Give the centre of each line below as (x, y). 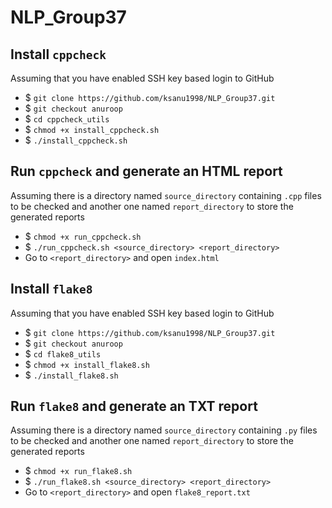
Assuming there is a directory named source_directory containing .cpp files (166, 195)
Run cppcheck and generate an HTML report (146, 171)
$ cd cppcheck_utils (67, 119)
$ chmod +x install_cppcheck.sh (92, 129)
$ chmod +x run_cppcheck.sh (83, 236)
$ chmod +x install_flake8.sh (87, 364)
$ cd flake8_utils (63, 353)
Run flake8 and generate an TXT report (134, 406)
